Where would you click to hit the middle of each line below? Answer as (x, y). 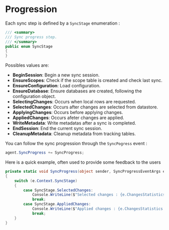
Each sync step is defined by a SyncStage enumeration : (63, 23)
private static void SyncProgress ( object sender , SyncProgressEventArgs (83, 172)
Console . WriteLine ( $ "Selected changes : (75, 195)
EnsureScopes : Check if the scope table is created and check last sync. (87, 80)
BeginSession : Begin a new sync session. (56, 75)
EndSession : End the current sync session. (57, 129)
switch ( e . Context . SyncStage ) (46, 181)
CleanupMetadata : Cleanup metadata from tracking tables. (74, 134)
